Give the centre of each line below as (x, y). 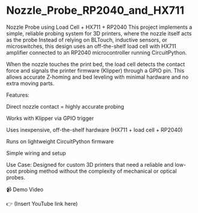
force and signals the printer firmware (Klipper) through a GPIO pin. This (95, 70)
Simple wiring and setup (36, 153)
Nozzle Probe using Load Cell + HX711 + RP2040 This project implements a (99, 27)
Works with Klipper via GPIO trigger (50, 118)
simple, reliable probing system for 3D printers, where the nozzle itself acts (99, 33)
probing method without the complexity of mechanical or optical (97, 171)
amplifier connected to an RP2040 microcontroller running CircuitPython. (97, 52)
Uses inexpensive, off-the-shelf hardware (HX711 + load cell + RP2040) (94, 130)
